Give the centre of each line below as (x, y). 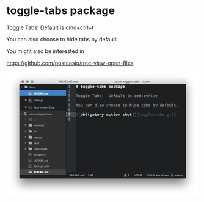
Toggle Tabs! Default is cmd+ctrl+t (50, 27)
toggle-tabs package (61, 11)
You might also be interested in (45, 51)
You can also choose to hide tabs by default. (62, 39)
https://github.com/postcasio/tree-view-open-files (70, 63)
